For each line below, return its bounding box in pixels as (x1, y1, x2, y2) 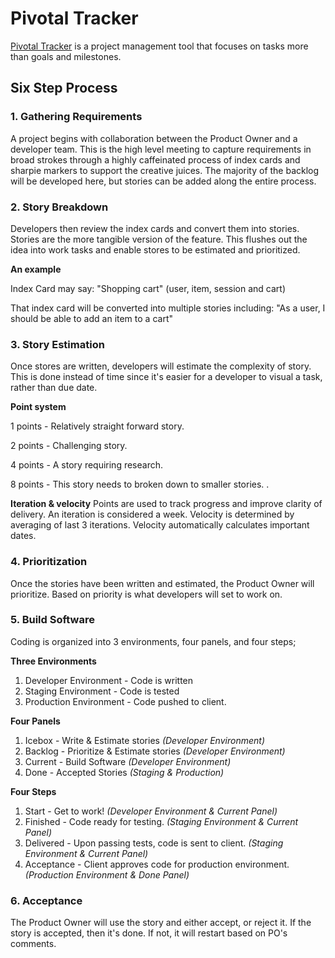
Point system (10, 401, 67, 413)
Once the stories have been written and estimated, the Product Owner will (10, 577, 315, 589)
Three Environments (10, 655, 97, 667)
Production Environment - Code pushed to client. (24, 695, 227, 707)
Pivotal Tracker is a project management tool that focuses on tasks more (10, 40, 309, 52)
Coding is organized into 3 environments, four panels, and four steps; (10, 635, 297, 647)
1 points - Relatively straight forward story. (10, 420, 185, 432)
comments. (10, 938, 57, 950)
